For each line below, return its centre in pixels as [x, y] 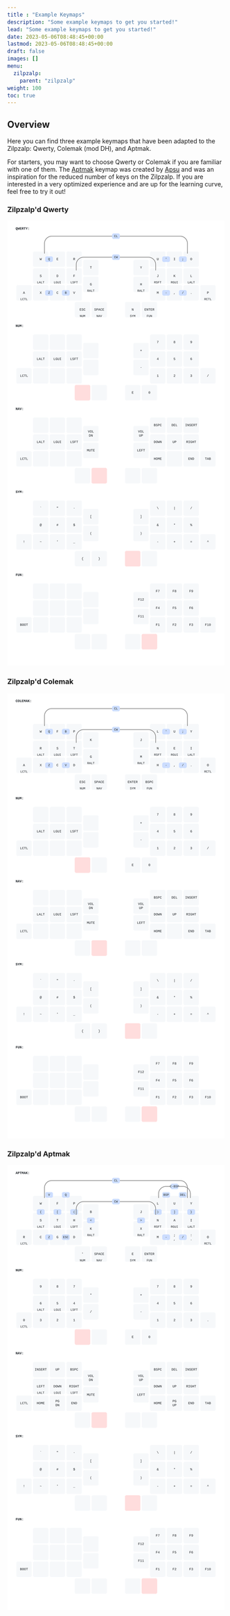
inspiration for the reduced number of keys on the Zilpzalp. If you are [105, 177]
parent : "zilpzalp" [48, 81]
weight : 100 [24, 88]
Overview [29, 124]
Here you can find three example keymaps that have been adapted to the [112, 141]
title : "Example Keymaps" [46, 15]
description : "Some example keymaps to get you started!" [92, 22]
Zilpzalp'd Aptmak [39, 1154]
